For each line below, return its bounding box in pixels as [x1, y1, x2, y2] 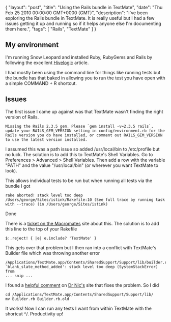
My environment [5, 41, 59, 49]
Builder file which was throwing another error [5, 250, 100, 256]
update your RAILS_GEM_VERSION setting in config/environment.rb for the [5, 128, 165, 133]
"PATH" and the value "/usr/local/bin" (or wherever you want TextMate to [5, 162, 159, 168]
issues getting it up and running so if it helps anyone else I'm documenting [5, 20, 161, 26]
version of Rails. [5, 114, 39, 120]
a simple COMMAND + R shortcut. [5, 80, 77, 86]
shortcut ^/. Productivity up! [5, 310, 64, 317]
